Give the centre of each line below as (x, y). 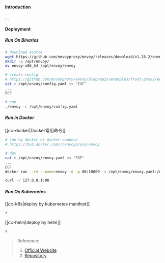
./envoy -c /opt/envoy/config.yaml (41, 106)
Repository (35, 256)
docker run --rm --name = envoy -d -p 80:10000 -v (56, 172)
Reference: (28, 241)
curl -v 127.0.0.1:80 (27, 180)
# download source (24, 52)
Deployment (18, 29)
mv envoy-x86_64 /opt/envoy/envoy (41, 66)
